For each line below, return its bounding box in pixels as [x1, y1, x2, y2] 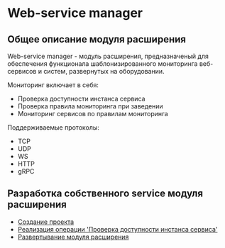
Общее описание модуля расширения [7, 33, 187, 45]
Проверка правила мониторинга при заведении [17, 102, 163, 111]
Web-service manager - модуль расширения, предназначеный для [7, 52, 209, 60]
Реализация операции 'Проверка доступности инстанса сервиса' [17, 225, 218, 233]
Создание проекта [17, 218, 75, 226]
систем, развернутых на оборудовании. [43, 67, 165, 75]
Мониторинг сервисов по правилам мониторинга [17, 110, 168, 118]
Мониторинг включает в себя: [7, 81, 99, 89]
